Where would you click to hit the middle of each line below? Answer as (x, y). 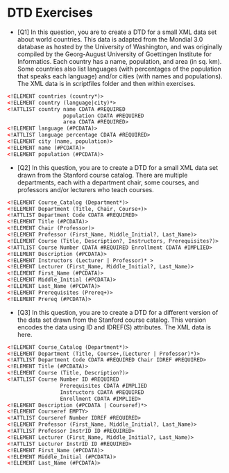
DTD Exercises (50, 13)
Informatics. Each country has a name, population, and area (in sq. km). (119, 61)
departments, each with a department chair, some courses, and (108, 182)
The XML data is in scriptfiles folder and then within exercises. (106, 83)
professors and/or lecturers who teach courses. (85, 189)
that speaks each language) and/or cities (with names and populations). (120, 76)
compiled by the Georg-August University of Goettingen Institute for (114, 54)
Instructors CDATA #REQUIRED (102, 392)
